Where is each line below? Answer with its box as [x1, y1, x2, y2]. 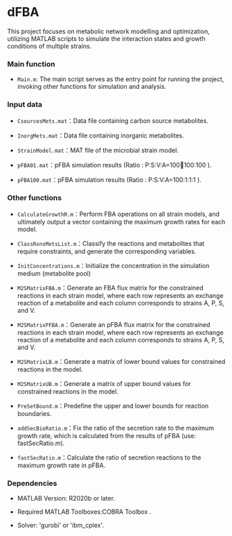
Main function [7, 59, 55, 69]
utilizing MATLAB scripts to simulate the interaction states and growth [7, 34, 206, 42]
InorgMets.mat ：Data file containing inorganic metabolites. [17, 131, 185, 140]
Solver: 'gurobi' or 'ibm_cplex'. [17, 521, 104, 530]
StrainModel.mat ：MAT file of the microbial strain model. [17, 146, 179, 154]
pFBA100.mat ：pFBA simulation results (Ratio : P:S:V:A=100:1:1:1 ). [17, 175, 202, 184]
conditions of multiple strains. [7, 42, 92, 50]
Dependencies [7, 478, 57, 488]
